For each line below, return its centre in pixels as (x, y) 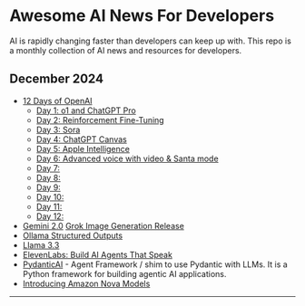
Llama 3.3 (41, 244)
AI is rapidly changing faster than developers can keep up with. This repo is (151, 41)
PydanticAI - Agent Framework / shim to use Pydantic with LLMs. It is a (155, 264)
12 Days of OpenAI (57, 100)
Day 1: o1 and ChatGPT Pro (86, 110)
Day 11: (49, 206)
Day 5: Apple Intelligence (83, 148)
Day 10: (50, 196)
